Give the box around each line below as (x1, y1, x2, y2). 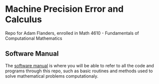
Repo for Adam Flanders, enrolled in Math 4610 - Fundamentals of (5, 30, 139, 36)
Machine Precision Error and (5, 3, 124, 15)
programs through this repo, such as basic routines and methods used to (5, 68, 153, 74)
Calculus (5, 14, 42, 25)
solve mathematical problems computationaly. (5, 73, 98, 79)
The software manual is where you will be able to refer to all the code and (5, 62, 154, 68)
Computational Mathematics (5, 35, 63, 41)
